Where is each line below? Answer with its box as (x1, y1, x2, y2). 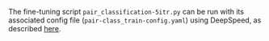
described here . (8, 24, 61, 33)
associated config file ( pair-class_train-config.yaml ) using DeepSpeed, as (8, 15, 262, 25)
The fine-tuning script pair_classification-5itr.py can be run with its (8, 7, 245, 16)
